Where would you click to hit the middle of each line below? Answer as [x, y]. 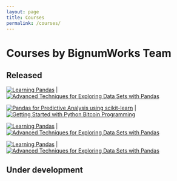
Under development [45, 170]
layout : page [23, 12]
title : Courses [25, 18]
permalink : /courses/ [34, 23]
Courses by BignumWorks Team [89, 53]
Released [24, 75]
